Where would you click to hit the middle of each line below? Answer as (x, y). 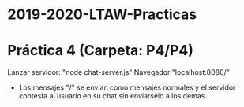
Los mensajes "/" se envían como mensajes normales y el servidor (127, 87)
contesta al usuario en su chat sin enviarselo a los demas (112, 96)
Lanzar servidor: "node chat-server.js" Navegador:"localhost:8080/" (119, 72)
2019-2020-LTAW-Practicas (102, 15)
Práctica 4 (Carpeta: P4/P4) (101, 51)
